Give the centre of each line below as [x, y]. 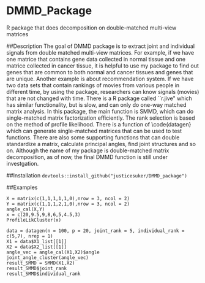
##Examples [22, 187]
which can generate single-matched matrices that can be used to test [94, 131]
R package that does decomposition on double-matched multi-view [91, 28]
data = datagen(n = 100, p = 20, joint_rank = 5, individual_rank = [95, 231]
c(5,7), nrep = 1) [30, 236]
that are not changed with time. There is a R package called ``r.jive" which [99, 98]
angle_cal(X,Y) [26, 209]
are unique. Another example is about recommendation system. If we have [100, 79]
